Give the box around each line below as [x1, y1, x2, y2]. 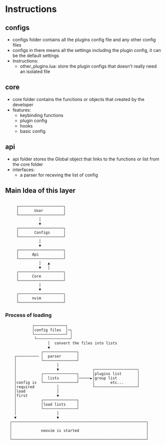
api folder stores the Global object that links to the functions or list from [12, 156, 159, 162]
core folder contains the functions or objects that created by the [12, 96, 145, 102]
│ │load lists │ [14, 401, 79, 407]
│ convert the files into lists [47, 340, 117, 345]
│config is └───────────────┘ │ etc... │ [14, 380, 140, 385]
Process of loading [5, 311, 52, 318]
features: [12, 106, 31, 113]
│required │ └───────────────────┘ [14, 384, 140, 389]
